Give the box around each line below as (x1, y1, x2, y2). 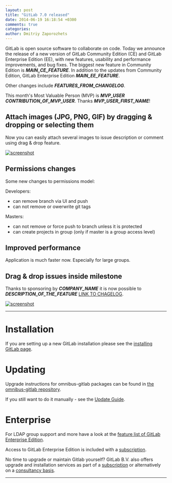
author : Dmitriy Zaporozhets (5, 31, 68, 36)
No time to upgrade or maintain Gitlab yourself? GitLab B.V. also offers (5, 456, 154, 463)
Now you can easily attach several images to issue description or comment (5, 134, 164, 140)
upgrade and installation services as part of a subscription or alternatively (5, 462, 161, 468)
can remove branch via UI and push (12, 198, 88, 204)
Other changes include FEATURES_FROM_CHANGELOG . (5, 82, 125, 89)
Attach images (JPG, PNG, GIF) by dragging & (5, 113, 153, 121)
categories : (5, 27, 31, 32)
